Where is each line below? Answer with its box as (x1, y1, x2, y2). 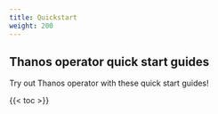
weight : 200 (9, 21, 53, 30)
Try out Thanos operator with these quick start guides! (9, 77, 209, 89)
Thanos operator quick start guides (9, 54, 210, 69)
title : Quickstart (9, 12, 77, 22)
